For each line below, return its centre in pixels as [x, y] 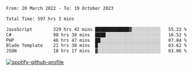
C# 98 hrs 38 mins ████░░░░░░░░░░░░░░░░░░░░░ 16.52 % [96, 35]
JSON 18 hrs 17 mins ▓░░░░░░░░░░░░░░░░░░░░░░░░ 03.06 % [96, 51]
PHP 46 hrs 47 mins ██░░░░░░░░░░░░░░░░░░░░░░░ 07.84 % [96, 40]
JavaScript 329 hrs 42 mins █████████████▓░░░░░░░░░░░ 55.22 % [96, 29]
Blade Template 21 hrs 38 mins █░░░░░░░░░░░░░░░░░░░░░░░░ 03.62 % [96, 46]
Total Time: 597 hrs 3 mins [40, 19]
